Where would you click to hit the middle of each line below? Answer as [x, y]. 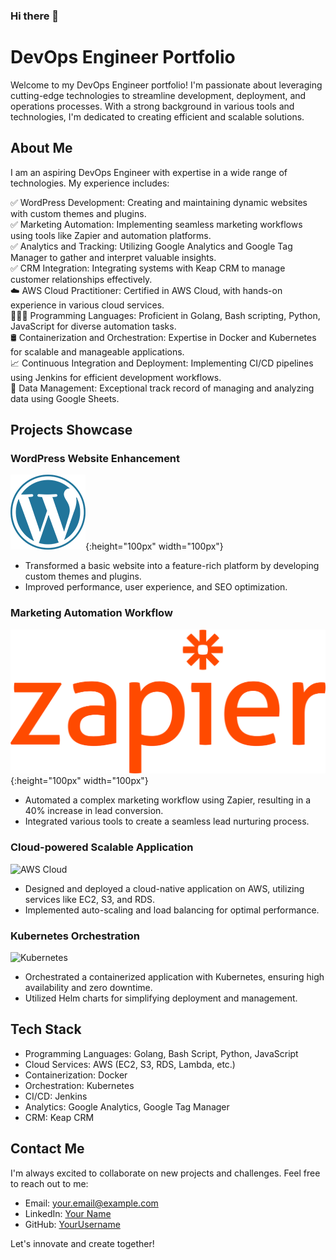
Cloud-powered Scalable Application [102, 847]
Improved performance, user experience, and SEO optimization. [156, 587]
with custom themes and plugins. [78, 213]
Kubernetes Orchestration [75, 936]
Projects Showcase [71, 430]
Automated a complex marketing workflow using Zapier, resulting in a [168, 800]
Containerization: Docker [76, 1075]
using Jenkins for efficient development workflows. [116, 377]
